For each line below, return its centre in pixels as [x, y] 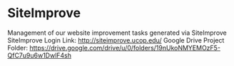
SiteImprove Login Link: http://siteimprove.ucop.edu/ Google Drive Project [116, 40]
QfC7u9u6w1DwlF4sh [40, 55]
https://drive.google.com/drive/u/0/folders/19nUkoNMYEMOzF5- [125, 48]
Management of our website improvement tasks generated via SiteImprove [117, 33]
